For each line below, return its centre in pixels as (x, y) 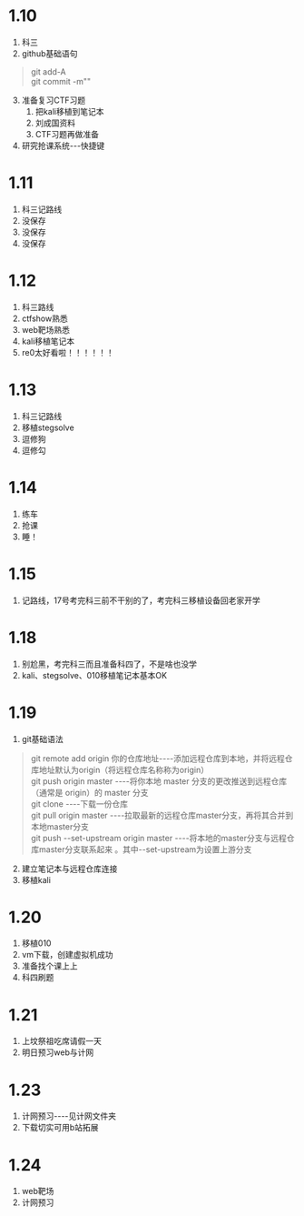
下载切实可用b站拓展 (60, 1128)
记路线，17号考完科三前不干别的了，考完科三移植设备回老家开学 (141, 600)
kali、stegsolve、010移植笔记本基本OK (94, 675)
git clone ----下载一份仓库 (79, 804)
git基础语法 (43, 739)
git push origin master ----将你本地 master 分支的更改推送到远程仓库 (159, 781)
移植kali (36, 879)
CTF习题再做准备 (67, 134)
